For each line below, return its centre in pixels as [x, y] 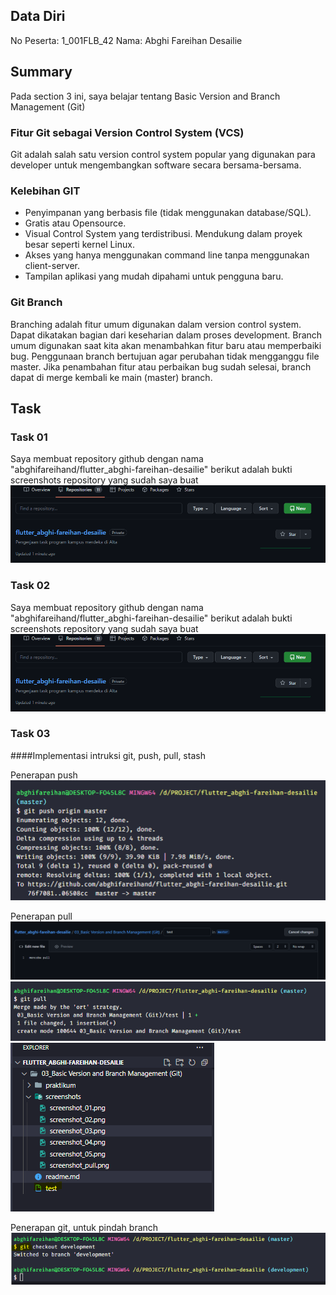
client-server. [52, 266]
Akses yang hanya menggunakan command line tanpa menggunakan [167, 255]
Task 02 [30, 586]
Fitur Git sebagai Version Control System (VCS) [127, 132]
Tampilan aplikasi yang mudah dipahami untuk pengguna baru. [154, 276]
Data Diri [38, 16]
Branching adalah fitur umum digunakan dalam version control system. [156, 324]
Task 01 [29, 437]
